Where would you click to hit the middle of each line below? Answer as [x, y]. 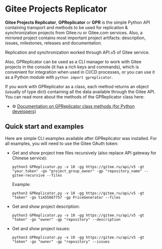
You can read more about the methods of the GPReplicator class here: [75, 97]
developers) [24, 111]
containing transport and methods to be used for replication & [66, 27]
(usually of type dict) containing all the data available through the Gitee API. [80, 92]
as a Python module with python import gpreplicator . [59, 77]
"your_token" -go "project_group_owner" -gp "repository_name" [77, 171]
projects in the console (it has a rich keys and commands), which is [72, 67]
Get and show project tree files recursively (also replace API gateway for [84, 153]
